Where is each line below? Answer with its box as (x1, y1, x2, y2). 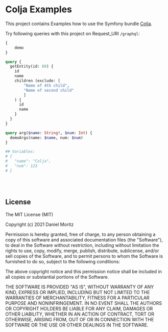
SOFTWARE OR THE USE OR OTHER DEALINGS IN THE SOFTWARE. (5, 322, 149, 328)
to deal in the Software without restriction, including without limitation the (5, 242, 159, 248)
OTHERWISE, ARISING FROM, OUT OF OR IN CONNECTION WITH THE (5, 316, 154, 322)
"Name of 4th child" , (23, 83, 70, 88)
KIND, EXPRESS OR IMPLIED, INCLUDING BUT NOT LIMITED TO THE (5, 289, 150, 295)
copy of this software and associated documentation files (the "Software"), (5, 237, 163, 243)
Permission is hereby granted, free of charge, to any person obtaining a (5, 231, 156, 237)
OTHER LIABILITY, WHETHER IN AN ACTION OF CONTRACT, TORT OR (5, 311, 154, 317)
